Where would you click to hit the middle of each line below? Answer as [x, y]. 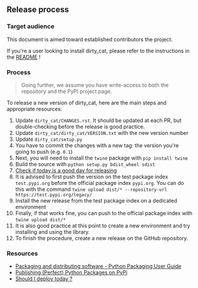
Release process [38, 10]
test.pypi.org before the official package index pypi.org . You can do [100, 183]
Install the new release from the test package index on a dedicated [96, 200]
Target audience [31, 27]
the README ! [24, 57]
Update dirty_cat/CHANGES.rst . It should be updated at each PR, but [98, 120]
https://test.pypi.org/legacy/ [54, 195]
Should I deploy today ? [44, 279]
